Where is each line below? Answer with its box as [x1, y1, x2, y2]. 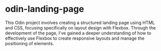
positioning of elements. [5, 40, 54, 46]
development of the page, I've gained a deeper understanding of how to [5, 30, 152, 36]
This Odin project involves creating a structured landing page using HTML [5, 20, 155, 25]
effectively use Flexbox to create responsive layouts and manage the [5, 35, 145, 41]
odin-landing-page [5, 3, 85, 15]
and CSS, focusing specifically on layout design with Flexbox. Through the [5, 25, 156, 30]
